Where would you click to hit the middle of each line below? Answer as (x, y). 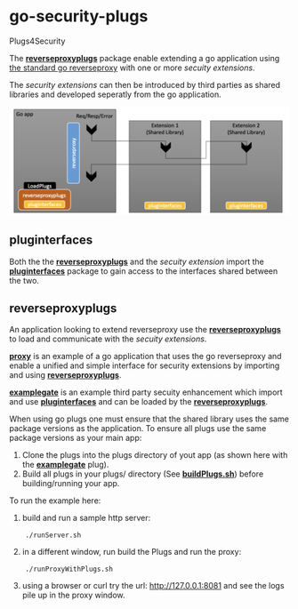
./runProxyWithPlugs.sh (69, 569)
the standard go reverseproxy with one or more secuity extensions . (132, 68)
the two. (24, 280)
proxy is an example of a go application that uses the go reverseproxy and (145, 357)
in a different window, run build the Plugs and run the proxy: (132, 552)
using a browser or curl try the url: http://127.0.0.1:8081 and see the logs (153, 586)
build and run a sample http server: (86, 518)
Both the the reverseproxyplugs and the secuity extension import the (137, 261)
